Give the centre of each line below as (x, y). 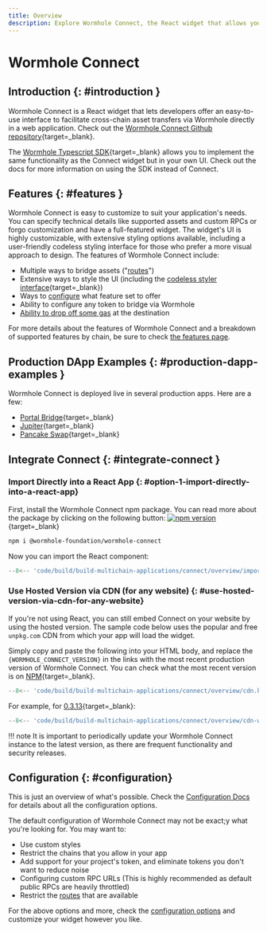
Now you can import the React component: (79, 556)
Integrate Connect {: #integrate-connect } (114, 459)
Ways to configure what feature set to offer (90, 296)
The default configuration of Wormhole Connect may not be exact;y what (128, 820)
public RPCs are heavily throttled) (74, 887)
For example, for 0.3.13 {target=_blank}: (72, 706)
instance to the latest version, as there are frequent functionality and (120, 744)
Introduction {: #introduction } (85, 92)
